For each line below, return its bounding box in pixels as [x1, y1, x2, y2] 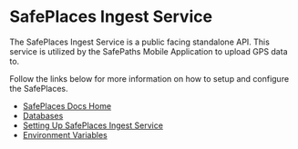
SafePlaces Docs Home [22, 100, 112, 111]
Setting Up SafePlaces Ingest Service [22, 120, 164, 131]
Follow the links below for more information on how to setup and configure [9, 73, 290, 84]
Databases [22, 110, 64, 121]
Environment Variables [22, 129, 108, 140]
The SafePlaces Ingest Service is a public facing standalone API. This [9, 36, 271, 47]
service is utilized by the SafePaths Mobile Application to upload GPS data [9, 45, 288, 56]
